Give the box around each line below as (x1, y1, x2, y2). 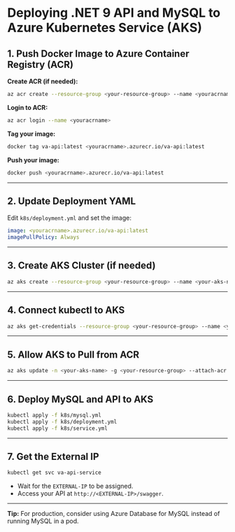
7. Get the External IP (7, 450, 99, 463)
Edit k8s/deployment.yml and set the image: (7, 213, 131, 222)
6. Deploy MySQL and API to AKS (7, 393, 154, 405)
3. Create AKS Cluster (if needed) (7, 260, 156, 272)
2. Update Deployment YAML (7, 195, 136, 207)
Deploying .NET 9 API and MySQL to (7, 5, 221, 21)
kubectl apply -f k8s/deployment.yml (7, 418, 117, 425)
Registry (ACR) (7, 58, 73, 71)
